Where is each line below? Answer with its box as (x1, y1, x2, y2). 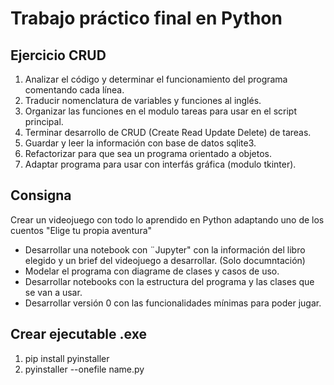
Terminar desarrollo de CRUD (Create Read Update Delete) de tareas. (24, 127, 312, 138)
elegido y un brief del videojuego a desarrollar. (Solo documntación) (24, 254, 306, 266)
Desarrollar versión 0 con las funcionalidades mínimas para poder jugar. (24, 297, 322, 309)
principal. (24, 116, 64, 127)
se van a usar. (24, 286, 83, 298)
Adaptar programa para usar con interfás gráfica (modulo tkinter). (24, 158, 297, 170)
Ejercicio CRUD (10, 47, 107, 64)
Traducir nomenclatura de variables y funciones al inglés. (24, 95, 262, 106)
